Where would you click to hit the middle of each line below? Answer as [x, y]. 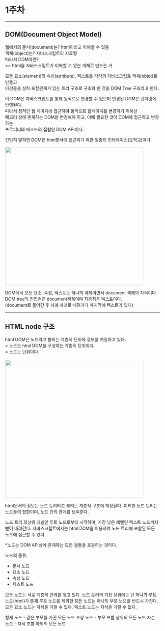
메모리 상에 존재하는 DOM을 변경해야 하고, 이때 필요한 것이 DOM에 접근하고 [77, 117]
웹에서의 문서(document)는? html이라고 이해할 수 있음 [57, 47]
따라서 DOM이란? [22, 59]
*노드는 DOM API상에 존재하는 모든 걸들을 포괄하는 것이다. [61, 545]
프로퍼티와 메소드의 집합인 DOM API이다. [44, 129]
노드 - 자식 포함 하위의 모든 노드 [36, 623]
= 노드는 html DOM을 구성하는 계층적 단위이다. [50, 345]
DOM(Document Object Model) [54, 35]
